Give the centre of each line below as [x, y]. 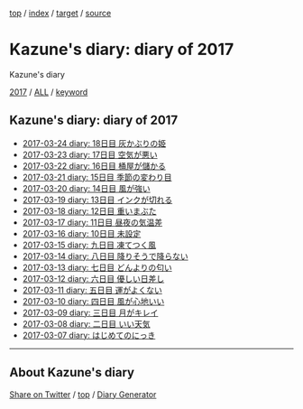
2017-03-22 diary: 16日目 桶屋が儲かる [94, 165]
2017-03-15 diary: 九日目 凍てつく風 [89, 245]
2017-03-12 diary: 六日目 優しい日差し [93, 278]
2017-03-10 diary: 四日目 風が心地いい [93, 301]
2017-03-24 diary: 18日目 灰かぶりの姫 [94, 143]
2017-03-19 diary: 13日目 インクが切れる [97, 200]
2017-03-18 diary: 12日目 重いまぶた [89, 210]
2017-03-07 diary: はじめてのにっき [89, 335]
